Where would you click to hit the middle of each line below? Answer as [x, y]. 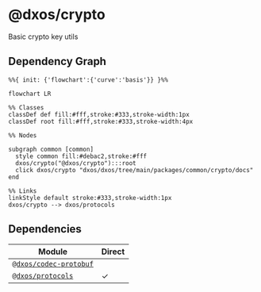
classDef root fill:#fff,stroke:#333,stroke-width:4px [101, 121]
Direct [113, 252]
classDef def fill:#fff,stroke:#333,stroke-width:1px [99, 114]
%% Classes [26, 108]
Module [53, 252]
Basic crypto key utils [43, 36]
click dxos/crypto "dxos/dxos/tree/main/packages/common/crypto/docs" [134, 170]
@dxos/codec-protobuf [53, 264]
